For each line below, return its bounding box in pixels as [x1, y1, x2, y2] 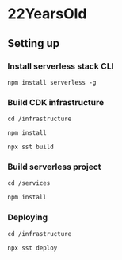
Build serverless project [7, 161, 101, 172]
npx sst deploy [7, 244, 58, 252]
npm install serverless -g [7, 78, 97, 86]
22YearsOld [7, 5, 87, 23]
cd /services [7, 179, 51, 187]
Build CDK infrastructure [7, 97, 105, 108]
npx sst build [7, 143, 55, 152]
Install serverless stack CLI [7, 61, 114, 72]
